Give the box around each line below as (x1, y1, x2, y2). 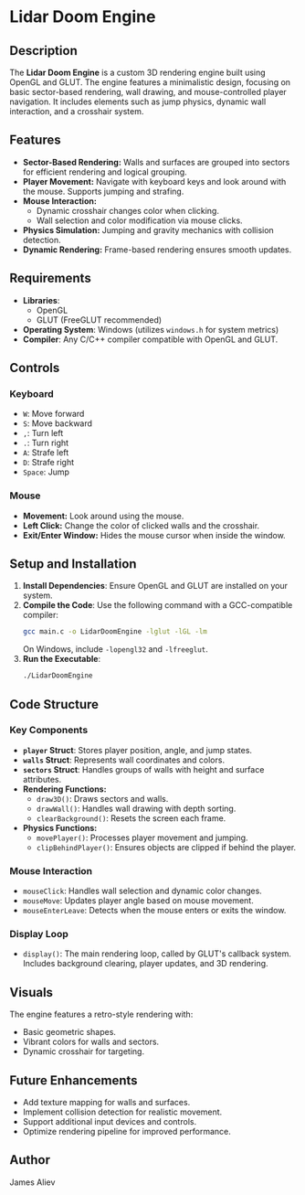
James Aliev (9, 1177, 56, 1188)
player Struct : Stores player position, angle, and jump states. (22, 744, 253, 755)
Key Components (9, 724, 89, 737)
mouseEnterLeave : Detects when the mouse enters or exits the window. (22, 905, 287, 916)
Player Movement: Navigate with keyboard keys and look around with (22, 176, 287, 187)
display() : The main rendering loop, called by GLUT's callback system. (22, 948, 292, 959)
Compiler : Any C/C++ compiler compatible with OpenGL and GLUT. (22, 334, 279, 345)
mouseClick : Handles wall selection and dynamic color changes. (22, 885, 262, 897)
